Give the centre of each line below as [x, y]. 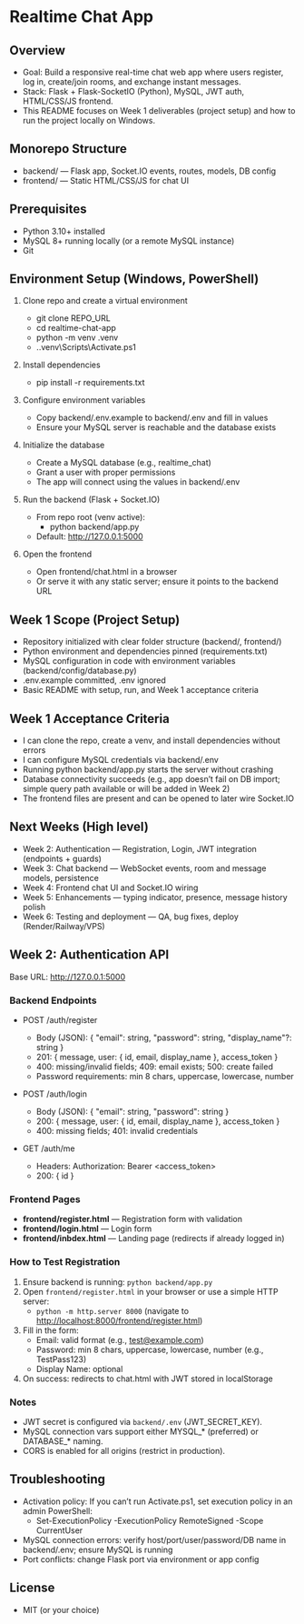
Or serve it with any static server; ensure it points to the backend [157, 581]
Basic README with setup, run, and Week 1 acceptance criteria [140, 690]
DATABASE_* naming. [63, 1441]
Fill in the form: [50, 1330]
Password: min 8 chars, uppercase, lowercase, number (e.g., [150, 1349]
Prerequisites [48, 210]
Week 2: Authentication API [89, 955]
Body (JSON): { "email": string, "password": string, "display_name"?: [164, 1038]
